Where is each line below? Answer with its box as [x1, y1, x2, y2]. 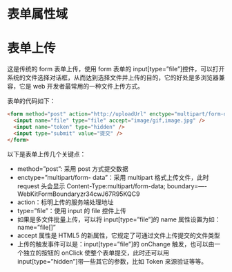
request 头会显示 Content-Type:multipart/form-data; [17, 181, 166, 190]
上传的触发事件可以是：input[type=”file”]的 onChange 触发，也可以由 [17, 239, 215, 248]
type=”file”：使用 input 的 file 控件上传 [17, 206, 126, 215]
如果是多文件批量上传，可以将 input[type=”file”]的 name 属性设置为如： [17, 215, 221, 224]
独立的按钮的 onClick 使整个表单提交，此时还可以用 [23, 248, 170, 257]
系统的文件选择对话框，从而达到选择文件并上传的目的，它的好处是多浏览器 [7, 73, 219, 82]
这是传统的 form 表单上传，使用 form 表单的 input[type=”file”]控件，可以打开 [7, 65, 225, 73]
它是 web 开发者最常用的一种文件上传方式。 [19, 82, 144, 91]
